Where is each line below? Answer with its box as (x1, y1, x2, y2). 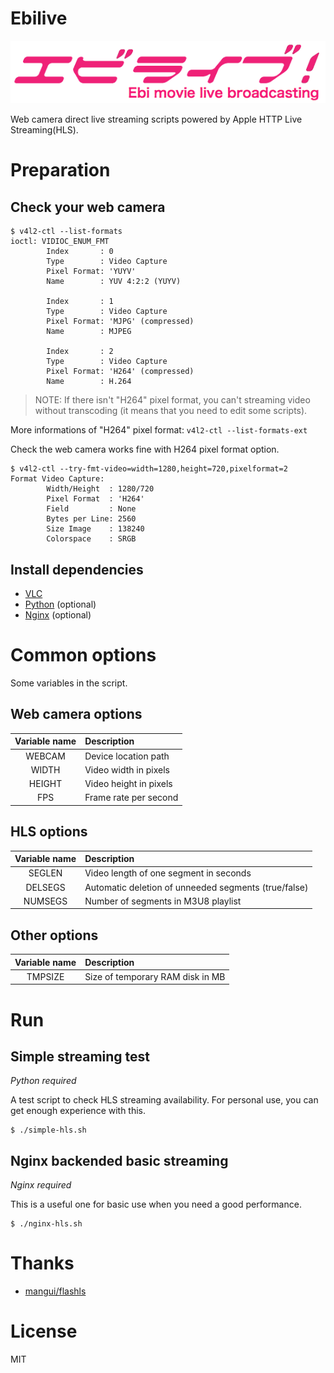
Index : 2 (46, 347, 114, 357)
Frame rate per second (84, 792, 179, 804)
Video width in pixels (84, 763, 170, 776)
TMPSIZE (26, 970, 65, 982)
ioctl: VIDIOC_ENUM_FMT (10, 237, 110, 247)
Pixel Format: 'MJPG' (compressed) (46, 317, 195, 327)
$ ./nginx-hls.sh (10, 1219, 83, 1229)
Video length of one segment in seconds (84, 867, 252, 879)
